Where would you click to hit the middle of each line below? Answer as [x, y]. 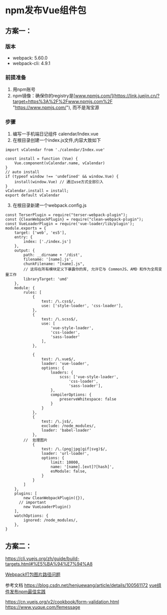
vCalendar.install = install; [37, 191]
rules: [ [33, 293]
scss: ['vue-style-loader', [89, 377]
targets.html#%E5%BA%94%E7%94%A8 [49, 564]
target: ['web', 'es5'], [40, 233]
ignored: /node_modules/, [51, 520]
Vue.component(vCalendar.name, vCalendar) [60, 163]
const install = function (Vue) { [42, 159]
